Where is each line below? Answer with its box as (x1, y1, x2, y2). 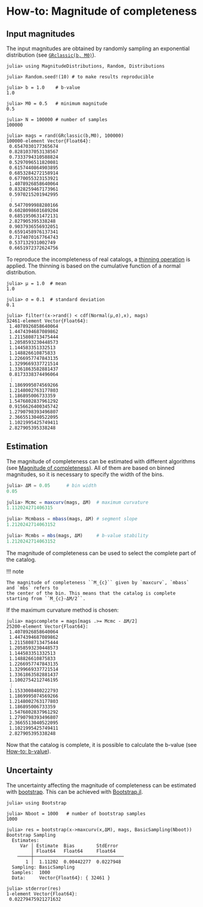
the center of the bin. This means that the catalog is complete (6, 590, 176, 597)
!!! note (6, 567, 24, 575)
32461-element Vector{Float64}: (6, 318, 88, 324)
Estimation (6, 441, 48, 452)
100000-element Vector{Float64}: (6, 138, 91, 144)
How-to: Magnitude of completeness (6, 4, 197, 18)
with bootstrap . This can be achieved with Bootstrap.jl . (6, 788, 143, 795)
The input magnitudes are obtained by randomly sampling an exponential (6, 45, 190, 52)
